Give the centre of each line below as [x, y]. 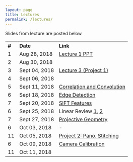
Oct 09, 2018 [36, 144]
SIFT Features [75, 103]
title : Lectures [22, 15]
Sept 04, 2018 [37, 70]
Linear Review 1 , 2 [81, 111]
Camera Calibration [82, 144]
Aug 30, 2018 [36, 62]
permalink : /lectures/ [29, 19]
